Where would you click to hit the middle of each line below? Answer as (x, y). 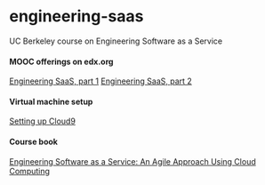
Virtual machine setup (51, 101)
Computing (30, 171)
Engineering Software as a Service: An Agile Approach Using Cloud (132, 161)
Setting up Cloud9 (42, 121)
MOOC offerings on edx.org (61, 61)
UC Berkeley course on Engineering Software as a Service (116, 41)
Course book (33, 141)
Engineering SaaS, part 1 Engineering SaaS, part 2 (101, 81)
